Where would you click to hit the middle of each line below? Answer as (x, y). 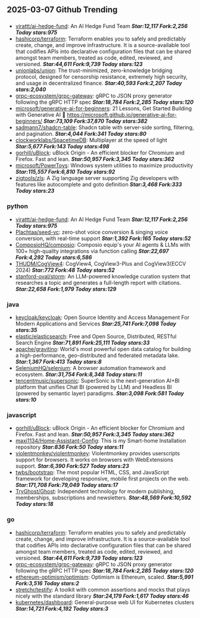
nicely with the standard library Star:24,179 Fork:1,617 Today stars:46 (102, 596)
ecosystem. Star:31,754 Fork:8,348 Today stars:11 (79, 374)
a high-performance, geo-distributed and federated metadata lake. (97, 355)
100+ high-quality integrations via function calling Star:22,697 (92, 251)
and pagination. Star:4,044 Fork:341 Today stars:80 (81, 134)
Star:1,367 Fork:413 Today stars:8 (58, 361)
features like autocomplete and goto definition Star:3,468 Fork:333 (99, 185)
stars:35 (26, 330)
